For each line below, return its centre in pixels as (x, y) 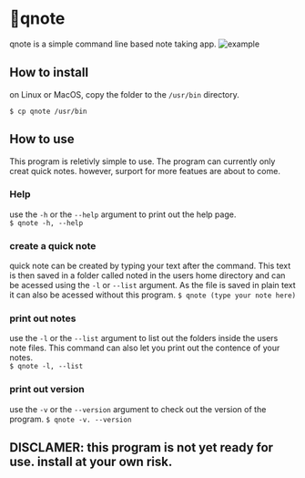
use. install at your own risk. (91, 462)
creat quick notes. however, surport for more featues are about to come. (145, 171)
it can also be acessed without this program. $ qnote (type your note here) (153, 295)
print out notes (43, 318)
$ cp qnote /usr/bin (49, 111)
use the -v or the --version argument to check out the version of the (138, 409)
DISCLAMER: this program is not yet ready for (142, 447)
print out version (47, 390)
